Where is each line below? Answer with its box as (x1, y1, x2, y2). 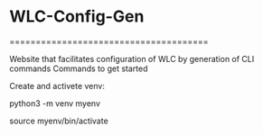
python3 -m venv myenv (9, 97, 101, 109)
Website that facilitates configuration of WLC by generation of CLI (9, 53, 255, 64)
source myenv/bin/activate (9, 115, 108, 126)
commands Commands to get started (9, 63, 148, 74)
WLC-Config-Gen (9, 6, 145, 27)
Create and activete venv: (9, 80, 106, 91)
